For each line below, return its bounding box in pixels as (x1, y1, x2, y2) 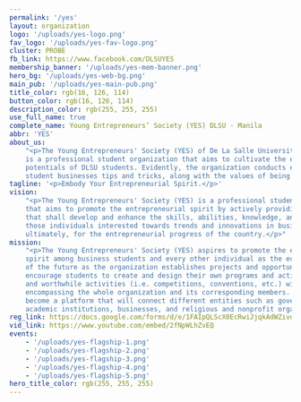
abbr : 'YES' (9, 130, 54, 139)
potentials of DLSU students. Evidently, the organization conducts (25, 163, 287, 172)
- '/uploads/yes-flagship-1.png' (25, 338, 150, 346)
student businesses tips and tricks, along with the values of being (25, 171, 291, 180)
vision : (9, 188, 39, 197)
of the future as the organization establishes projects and (25, 263, 258, 272)
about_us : (9, 138, 47, 147)
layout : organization (9, 21, 90, 30)
